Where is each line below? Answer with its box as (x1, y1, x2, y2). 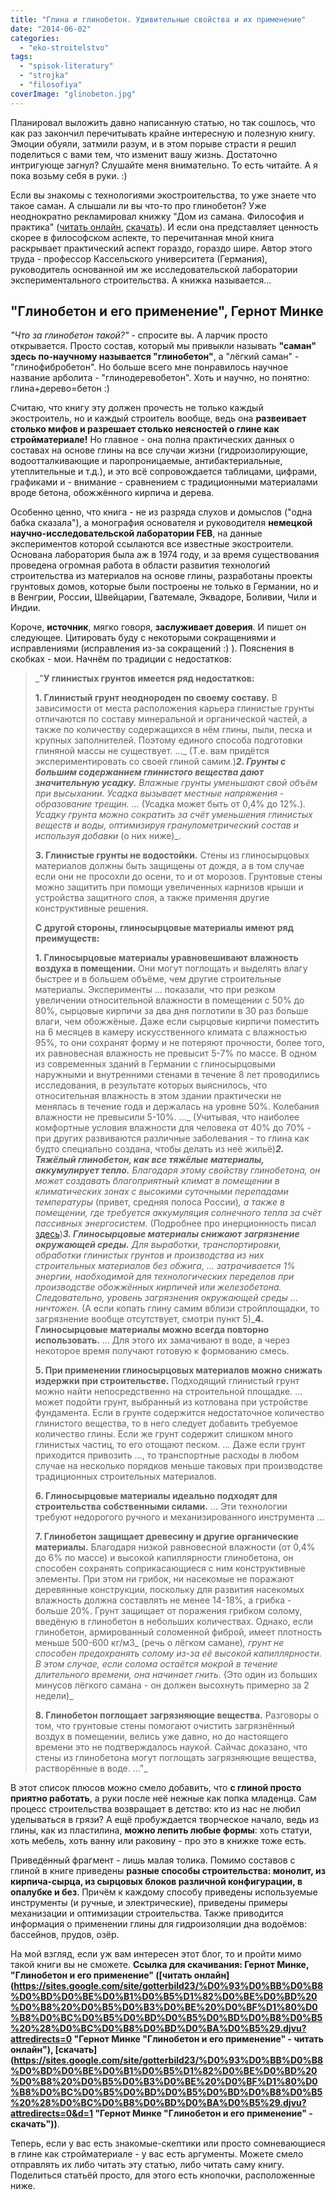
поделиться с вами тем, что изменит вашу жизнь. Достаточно (10, 148, 278, 160)
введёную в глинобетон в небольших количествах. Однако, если (34, 1616, 314, 1628)
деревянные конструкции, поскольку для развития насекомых (34, 1584, 305, 1596)
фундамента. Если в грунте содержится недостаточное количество (34, 1407, 325, 1419)
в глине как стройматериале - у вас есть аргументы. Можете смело (10, 2148, 304, 2160)
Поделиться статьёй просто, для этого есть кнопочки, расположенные (10, 2169, 316, 2181)
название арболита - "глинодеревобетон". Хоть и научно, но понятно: (10, 372, 310, 384)
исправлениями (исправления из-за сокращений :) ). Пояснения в (10, 642, 295, 655)
